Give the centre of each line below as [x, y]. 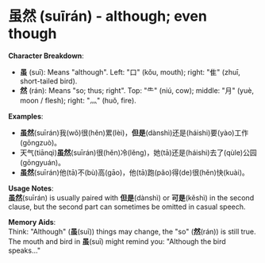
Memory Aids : [32, 222]
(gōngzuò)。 [40, 142]
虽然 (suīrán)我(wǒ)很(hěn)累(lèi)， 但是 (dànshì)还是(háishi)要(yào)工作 [134, 133]
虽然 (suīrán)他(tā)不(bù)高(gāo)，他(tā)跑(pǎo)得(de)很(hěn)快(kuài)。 [134, 172]
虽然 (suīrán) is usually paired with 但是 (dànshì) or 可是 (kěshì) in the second [131, 197]
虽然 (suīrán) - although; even [108, 16]
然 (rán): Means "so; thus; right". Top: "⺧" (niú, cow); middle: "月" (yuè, [136, 90]
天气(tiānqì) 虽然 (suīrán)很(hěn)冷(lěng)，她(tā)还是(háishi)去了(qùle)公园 [138, 153]
